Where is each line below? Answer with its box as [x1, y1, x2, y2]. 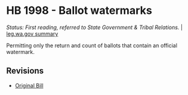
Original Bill [14, 82, 44, 89]
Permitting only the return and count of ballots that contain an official [6, 42, 178, 49]
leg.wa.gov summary [6, 30, 58, 37]
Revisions [6, 66, 44, 76]
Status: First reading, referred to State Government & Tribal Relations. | [6, 24, 183, 31]
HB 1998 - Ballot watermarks [6, 4, 152, 18]
